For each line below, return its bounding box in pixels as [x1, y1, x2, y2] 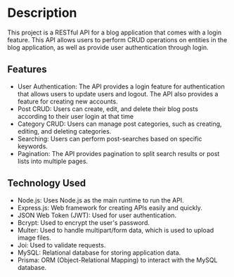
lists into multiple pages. [17, 157, 89, 165]
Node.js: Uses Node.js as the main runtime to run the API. [17, 195, 184, 205]
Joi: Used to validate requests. [17, 240, 106, 249]
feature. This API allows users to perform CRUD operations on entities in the [7, 35, 228, 44]
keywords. [17, 142, 48, 150]
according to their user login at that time [17, 112, 134, 120]
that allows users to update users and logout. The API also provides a [17, 89, 219, 98]
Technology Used [7, 177, 86, 189]
